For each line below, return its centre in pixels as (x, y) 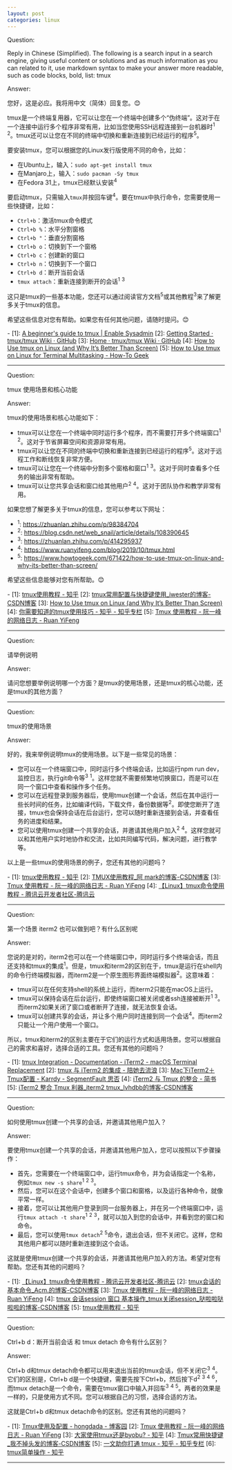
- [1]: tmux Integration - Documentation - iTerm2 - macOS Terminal (102, 1061)
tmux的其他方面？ (38, 691)
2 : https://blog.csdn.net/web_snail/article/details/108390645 (103, 532)
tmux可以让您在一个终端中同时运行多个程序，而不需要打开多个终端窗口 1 (119, 432)
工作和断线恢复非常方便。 (60, 459)
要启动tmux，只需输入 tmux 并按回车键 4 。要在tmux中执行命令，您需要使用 (111, 196)
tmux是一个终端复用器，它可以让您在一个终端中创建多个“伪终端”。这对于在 (114, 118)
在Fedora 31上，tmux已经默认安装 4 (67, 182)
